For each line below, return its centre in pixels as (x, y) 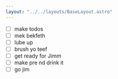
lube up (24, 42)
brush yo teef (31, 49)
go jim (22, 69)
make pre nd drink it (39, 62)
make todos (29, 29)
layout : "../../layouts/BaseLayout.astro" (59, 12)
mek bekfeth (30, 35)
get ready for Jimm (38, 56)
